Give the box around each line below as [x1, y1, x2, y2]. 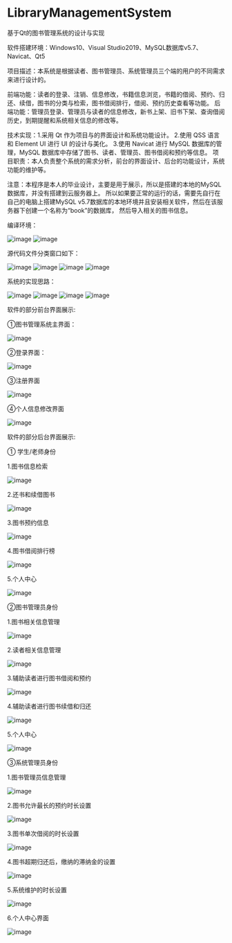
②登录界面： [7, 348, 46, 356]
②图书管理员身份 [7, 603, 59, 611]
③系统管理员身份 [7, 758, 59, 766]
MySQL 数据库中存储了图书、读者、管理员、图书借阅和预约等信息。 [19, 148, 212, 157]
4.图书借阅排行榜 [7, 546, 55, 555]
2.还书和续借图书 [7, 490, 55, 498]
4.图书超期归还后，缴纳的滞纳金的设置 [7, 857, 116, 865]
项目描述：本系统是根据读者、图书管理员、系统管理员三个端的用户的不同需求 [7, 67, 225, 75]
